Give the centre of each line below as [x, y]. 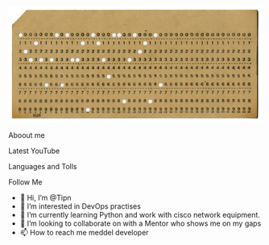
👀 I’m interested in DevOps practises [80, 206]
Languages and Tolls [43, 166]
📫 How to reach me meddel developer [84, 232]
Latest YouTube [34, 151]
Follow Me [25, 182]
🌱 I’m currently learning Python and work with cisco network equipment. [140, 214]
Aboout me [27, 135]
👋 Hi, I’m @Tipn [46, 197]
